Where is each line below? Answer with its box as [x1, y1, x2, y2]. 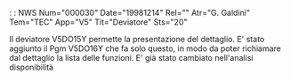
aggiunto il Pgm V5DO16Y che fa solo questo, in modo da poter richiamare [9, 43, 282, 54]
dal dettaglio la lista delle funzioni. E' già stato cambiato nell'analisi [9, 53, 254, 63]
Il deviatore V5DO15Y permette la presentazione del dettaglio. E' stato [9, 34, 265, 44]
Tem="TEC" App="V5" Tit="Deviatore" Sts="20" [9, 17, 188, 27]
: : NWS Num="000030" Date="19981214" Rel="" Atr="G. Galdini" [9, 8, 251, 18]
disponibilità [9, 62, 54, 72]
